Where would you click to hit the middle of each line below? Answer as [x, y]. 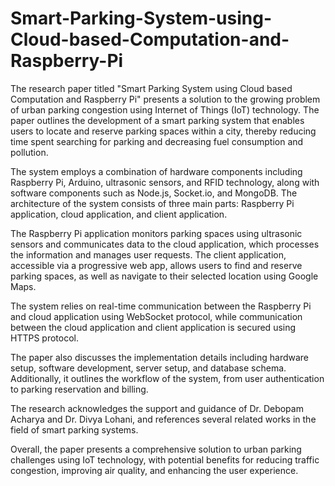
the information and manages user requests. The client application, [148, 254]
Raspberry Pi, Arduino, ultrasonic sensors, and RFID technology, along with [165, 182]
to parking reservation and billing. [79, 389]
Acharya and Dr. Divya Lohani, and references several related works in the [163, 419]
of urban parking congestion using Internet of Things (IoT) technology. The [165, 109]
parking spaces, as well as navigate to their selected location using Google [164, 276]
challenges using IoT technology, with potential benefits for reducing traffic [165, 459]
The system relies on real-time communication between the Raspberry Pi [161, 306]
